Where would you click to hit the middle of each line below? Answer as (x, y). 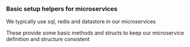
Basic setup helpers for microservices (62, 9)
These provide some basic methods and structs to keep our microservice (95, 33)
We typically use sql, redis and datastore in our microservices (81, 22)
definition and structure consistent (48, 39)
